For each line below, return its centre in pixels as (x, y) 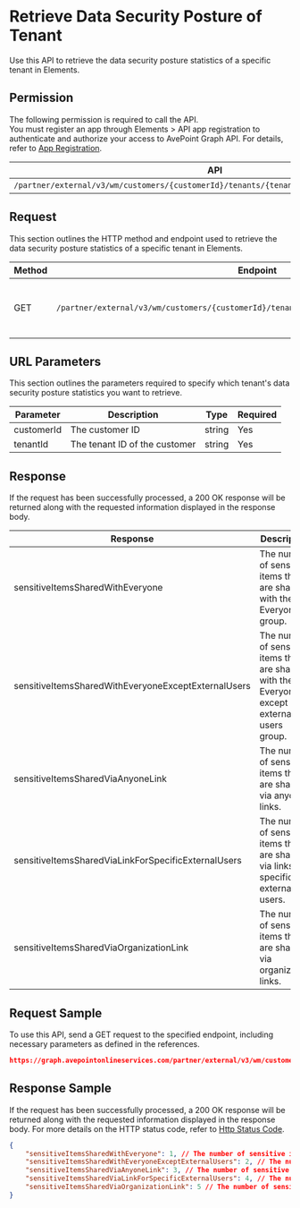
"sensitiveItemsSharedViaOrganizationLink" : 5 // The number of (147, 1187)
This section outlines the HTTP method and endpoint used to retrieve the (143, 238)
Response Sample (60, 1089)
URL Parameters (55, 361)
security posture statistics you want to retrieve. (96, 393)
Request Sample (56, 1013)
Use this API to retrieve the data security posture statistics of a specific (140, 60)
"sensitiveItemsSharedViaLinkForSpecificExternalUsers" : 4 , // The (153, 1178)
